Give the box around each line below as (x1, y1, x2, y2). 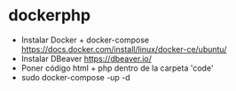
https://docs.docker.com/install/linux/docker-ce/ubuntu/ (20, 43, 227, 54)
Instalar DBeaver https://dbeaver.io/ (20, 53, 153, 64)
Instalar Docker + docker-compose (20, 34, 150, 45)
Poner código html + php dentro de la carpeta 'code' (20, 63, 214, 73)
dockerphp (8, 5, 90, 26)
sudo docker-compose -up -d (20, 72, 130, 82)
